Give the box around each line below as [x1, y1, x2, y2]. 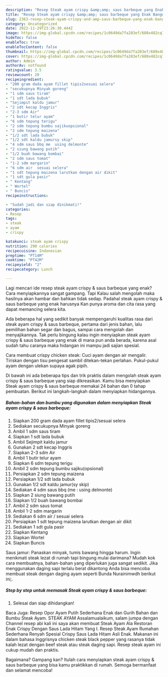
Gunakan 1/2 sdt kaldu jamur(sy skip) [12, 481, 89, 487]
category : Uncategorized [5, 21, 57, 26]
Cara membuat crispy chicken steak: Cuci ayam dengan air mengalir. [5, 352, 147, 358]
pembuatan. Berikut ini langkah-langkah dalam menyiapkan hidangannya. [5, 388, 157, 394]
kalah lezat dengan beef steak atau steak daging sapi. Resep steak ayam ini [5, 642, 161, 648]
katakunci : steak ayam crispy [5, 239, 69, 244]
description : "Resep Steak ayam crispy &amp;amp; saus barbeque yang [5, 7, 154, 12]
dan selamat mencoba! [5, 667, 53, 673]
